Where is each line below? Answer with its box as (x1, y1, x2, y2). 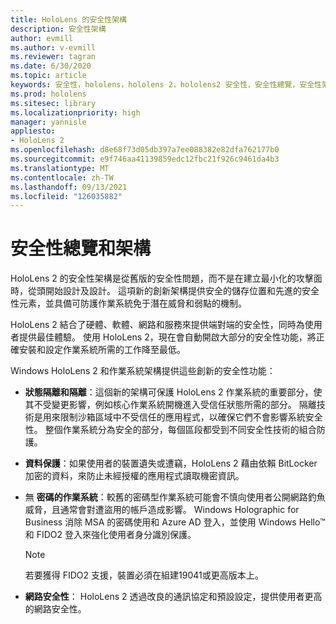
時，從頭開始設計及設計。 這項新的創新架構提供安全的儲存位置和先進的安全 (10, 285, 320, 297)
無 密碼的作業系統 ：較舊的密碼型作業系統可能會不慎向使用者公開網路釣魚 (24, 491, 326, 503)
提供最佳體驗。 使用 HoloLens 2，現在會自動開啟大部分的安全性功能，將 (18, 331, 317, 343)
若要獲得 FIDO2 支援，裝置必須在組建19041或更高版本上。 (24, 569, 264, 581)
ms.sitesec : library (10, 98, 97, 108)
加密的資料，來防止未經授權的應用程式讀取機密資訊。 (24, 470, 245, 482)
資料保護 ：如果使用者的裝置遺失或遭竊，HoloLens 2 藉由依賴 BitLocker (24, 457, 318, 470)
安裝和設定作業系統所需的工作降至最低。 (18, 344, 186, 356)
